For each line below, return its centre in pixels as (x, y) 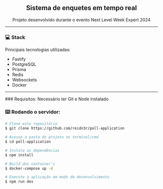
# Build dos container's (30, 164)
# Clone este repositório (31, 124)
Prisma (19, 70)
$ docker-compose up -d (29, 168)
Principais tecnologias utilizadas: (38, 50)
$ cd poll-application (28, 142)
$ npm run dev (19, 182)
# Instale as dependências (32, 151)
